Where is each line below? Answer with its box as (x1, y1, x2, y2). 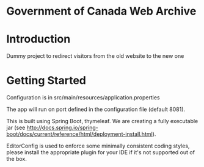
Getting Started (6, 74, 87, 88)
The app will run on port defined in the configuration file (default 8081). (6, 105, 185, 113)
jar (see (6, 124, 26, 132)
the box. (6, 155, 27, 163)
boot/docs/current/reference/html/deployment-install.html (6, 130, 153, 138)
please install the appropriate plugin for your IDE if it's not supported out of (6, 149, 195, 156)
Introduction (6, 32, 71, 46)
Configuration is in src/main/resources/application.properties (6, 94, 160, 101)
